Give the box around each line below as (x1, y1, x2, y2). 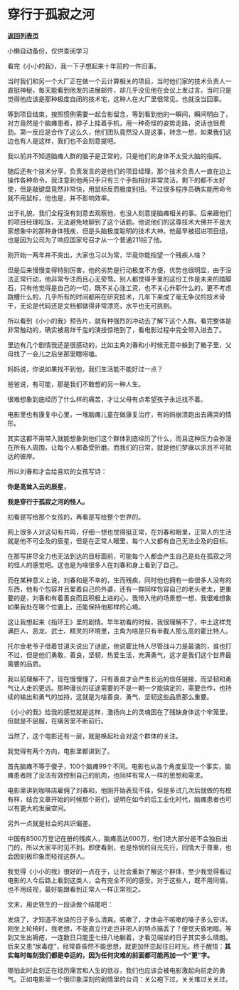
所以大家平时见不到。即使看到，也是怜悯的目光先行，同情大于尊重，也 (26, 842, 232, 852)
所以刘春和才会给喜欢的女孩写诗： (7, 467, 107, 475)
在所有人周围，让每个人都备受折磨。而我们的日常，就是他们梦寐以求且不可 (7, 443, 225, 451)
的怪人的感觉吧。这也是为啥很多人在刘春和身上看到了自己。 (7, 560, 182, 569)
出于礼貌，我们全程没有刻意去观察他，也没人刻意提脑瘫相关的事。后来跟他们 (7, 208, 232, 217)
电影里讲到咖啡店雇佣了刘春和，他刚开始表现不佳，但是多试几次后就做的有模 (7, 785, 232, 795)
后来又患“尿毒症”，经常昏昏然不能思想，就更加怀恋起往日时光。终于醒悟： (7, 942, 225, 950)
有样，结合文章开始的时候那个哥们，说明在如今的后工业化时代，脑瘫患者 (7, 795, 219, 803)
